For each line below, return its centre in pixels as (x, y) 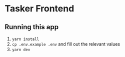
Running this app (31, 27)
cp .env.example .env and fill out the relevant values (66, 44)
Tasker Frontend (39, 9)
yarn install (25, 39)
